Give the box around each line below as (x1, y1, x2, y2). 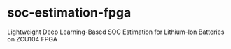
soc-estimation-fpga (7, 5, 132, 21)
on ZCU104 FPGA (7, 35, 58, 43)
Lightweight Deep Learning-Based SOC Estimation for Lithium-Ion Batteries (7, 28, 225, 36)
